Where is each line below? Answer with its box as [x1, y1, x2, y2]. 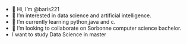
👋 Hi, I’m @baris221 [11, 6, 60, 12]
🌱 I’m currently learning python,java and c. [11, 18, 116, 25]
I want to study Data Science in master [11, 31, 107, 38]
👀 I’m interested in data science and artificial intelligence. [11, 12, 151, 19]
